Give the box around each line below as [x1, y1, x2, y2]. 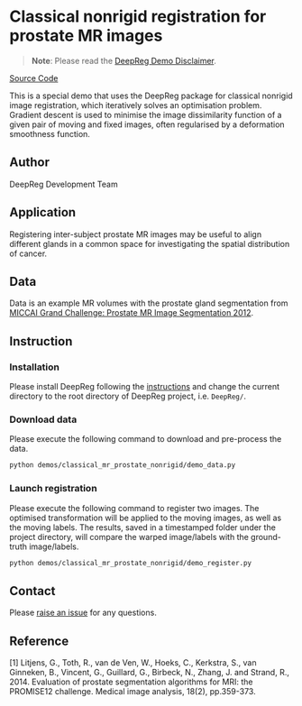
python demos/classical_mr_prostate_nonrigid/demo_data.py [9, 461, 236, 470]
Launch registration [9, 482, 97, 495]
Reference [9, 633, 69, 648]
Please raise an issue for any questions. [9, 607, 158, 619]
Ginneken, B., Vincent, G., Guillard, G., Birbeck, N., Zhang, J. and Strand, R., [9, 667, 290, 678]
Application [9, 205, 77, 220]
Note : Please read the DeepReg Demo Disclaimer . [31, 55, 216, 66]
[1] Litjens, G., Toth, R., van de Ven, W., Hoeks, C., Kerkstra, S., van [9, 657, 257, 668]
